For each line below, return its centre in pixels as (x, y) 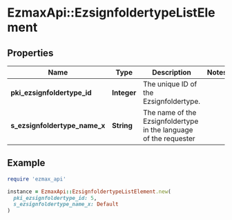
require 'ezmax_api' (37, 179)
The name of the (170, 112)
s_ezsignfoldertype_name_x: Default (66, 204)
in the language (168, 130)
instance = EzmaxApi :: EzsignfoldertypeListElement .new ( (89, 192)
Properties (30, 53)
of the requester (169, 138)
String (122, 126)
